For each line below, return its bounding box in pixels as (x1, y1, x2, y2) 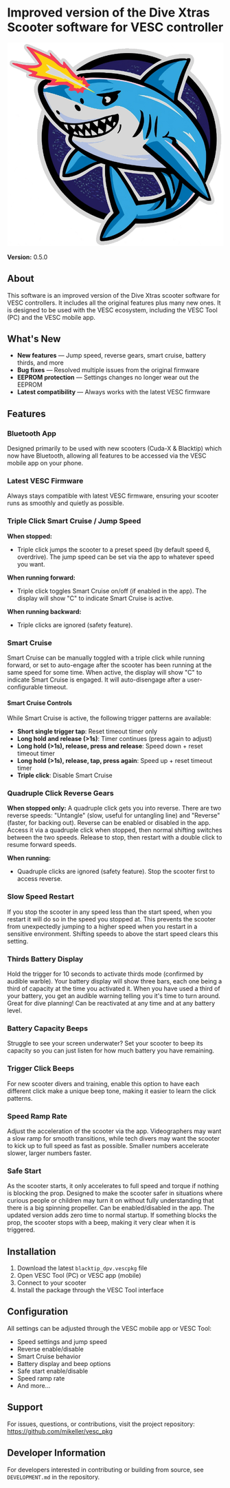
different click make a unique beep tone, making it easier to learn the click (7, 1087, 216, 1095)
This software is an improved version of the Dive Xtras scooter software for (7, 291, 220, 299)
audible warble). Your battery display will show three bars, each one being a (7, 977, 222, 986)
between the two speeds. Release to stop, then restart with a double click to (7, 833, 222, 842)
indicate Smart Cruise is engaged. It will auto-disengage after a (7, 675, 186, 684)
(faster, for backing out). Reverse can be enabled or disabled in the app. (7, 819, 211, 827)
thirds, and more (16, 358, 64, 367)
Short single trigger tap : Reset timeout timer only (16, 727, 158, 735)
